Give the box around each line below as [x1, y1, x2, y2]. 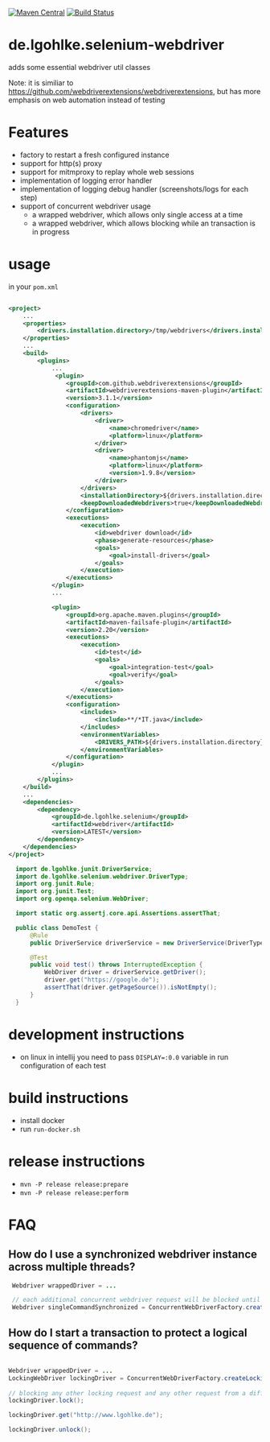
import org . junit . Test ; [15, 887, 95, 895]
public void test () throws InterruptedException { [29, 961, 203, 969]
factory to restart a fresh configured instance [19, 150, 170, 159]
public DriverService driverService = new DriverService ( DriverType [29, 939, 264, 947]
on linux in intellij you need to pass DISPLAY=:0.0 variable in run [19, 1052, 229, 1062]
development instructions [8, 1025, 185, 1043]
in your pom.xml [8, 282, 59, 291]
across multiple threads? [8, 1260, 136, 1274]
